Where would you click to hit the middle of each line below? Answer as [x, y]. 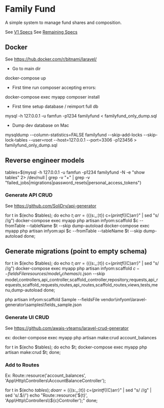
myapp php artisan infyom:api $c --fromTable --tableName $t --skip [74, 231]
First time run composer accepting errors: [54, 87]
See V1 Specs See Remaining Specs [41, 32]
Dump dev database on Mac [41, 125]
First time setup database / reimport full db [55, 106]
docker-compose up [26, 78]
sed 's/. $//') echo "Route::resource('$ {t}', [46, 395]
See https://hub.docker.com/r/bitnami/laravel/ [51, 59]
